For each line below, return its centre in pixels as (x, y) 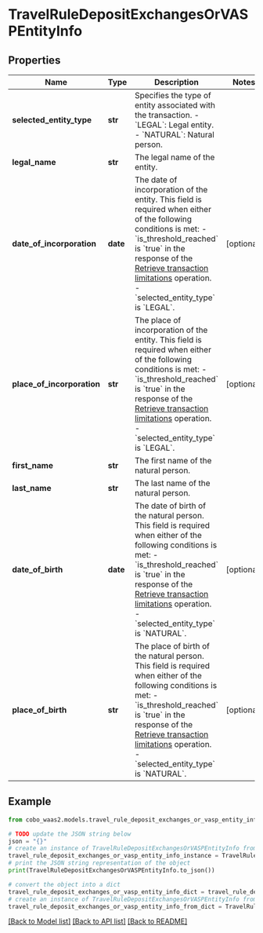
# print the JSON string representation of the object (99, 863)
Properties (34, 60)
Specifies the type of (173, 95)
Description (177, 82)
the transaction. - (167, 115)
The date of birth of (170, 506)
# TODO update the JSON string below (70, 834)
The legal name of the (175, 157)
